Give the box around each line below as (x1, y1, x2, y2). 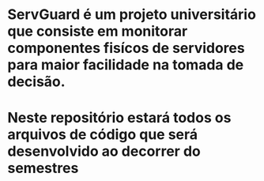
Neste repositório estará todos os (7, 109, 232, 127)
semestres (7, 160, 79, 177)
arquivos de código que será (7, 126, 198, 144)
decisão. (7, 73, 66, 91)
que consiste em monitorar (7, 22, 188, 40)
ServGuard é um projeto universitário (7, 6, 256, 24)
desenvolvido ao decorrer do (7, 142, 201, 160)
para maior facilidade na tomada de (7, 56, 244, 74)
